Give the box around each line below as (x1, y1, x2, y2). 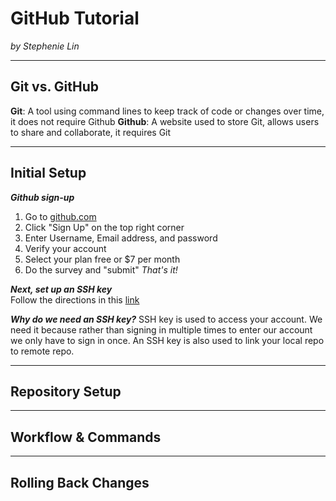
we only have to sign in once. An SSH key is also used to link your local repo (10, 334, 325, 346)
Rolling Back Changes (10, 474, 150, 491)
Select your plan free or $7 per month (24, 253, 181, 265)
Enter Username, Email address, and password (24, 232, 218, 244)
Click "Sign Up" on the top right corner (24, 221, 185, 233)
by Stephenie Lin (10, 40, 80, 52)
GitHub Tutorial (10, 7, 140, 30)
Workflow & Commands (10, 428, 162, 446)
